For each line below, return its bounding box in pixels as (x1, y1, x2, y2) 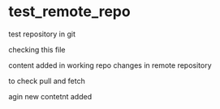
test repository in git (8, 29, 75, 39)
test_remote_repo (8, 2, 132, 21)
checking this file (8, 44, 67, 54)
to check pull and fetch (8, 76, 85, 86)
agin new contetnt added (8, 91, 93, 101)
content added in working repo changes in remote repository (8, 60, 213, 70)
